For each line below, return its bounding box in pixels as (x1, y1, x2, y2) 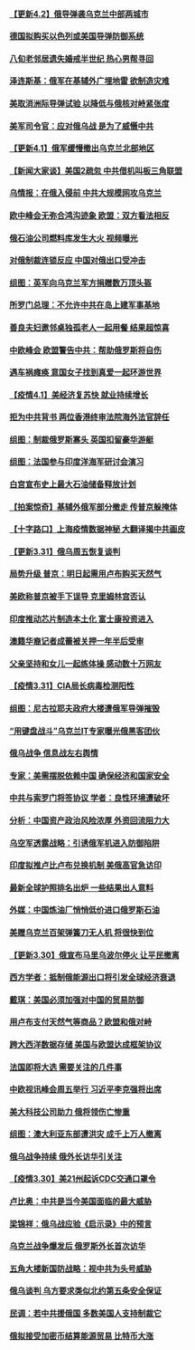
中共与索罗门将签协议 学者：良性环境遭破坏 (9, 792, 170, 803)
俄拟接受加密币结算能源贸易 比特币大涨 (9, 1330, 154, 1341)
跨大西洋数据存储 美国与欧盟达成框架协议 (9, 1039, 162, 1049)
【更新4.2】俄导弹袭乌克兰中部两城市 (9, 8, 149, 19)
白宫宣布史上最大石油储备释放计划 (9, 479, 136, 490)
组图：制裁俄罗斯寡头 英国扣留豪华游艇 (9, 434, 154, 445)
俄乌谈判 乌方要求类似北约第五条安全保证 (9, 1286, 162, 1297)
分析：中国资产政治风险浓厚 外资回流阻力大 (9, 815, 170, 826)
